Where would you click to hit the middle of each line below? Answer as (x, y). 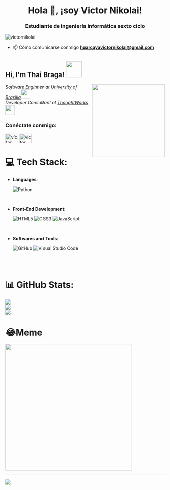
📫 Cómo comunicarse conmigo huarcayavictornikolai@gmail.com (83, 47)
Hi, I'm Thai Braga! (35, 75)
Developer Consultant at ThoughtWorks (47, 103)
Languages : (25, 179)
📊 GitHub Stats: (40, 285)
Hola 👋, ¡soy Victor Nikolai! (85, 10)
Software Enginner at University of (41, 87)
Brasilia (13, 97)
